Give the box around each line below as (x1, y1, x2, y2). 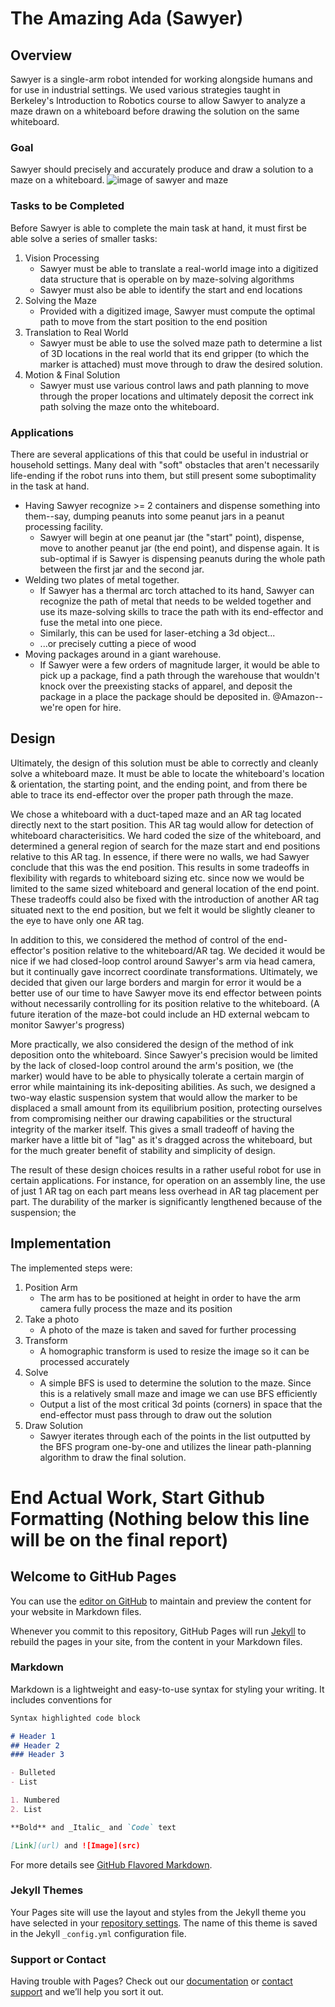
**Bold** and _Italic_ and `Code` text (10, 1822, 177, 1832)
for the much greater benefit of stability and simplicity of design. (10, 1144, 276, 1156)
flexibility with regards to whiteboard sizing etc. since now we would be (10, 872, 305, 884)
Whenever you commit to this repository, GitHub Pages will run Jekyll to (10, 1625, 307, 1637)
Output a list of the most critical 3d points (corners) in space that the (39, 1398, 323, 1410)
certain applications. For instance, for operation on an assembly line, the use (10, 1174, 326, 1186)
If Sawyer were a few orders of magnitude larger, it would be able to (39, 658, 320, 671)
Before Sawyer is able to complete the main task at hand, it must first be (10, 222, 308, 234)
